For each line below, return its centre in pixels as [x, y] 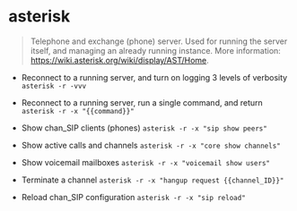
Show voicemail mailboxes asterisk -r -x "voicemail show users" [146, 162]
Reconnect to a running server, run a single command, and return [142, 102]
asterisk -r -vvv [54, 86]
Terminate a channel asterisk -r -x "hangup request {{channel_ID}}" [153, 180]
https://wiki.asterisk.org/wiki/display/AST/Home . [120, 60]
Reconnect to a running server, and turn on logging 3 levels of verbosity [154, 77]
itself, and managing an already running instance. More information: [156, 50]
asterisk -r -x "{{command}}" [78, 111]
